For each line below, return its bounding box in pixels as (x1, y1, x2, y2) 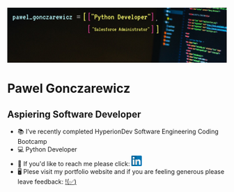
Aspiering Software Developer (7, 108, 141, 120)
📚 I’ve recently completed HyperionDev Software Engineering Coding (17, 127, 219, 135)
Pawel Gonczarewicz (7, 81, 131, 96)
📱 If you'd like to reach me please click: (17, 160, 130, 168)
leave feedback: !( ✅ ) (17, 177, 77, 186)
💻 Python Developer (17, 145, 78, 154)
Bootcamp (17, 138, 47, 145)
